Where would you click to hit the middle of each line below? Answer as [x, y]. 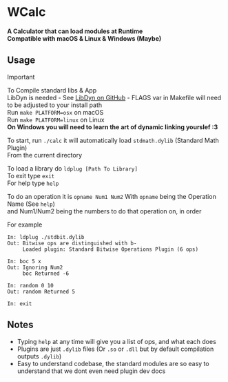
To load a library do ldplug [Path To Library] [72, 168]
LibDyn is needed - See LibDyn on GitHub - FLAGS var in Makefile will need [114, 97]
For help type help [33, 183]
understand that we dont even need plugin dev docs [91, 371]
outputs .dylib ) [39, 356]
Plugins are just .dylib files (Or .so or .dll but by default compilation [115, 349]
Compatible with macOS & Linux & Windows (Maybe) [84, 38]
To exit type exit [31, 175]
